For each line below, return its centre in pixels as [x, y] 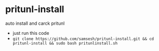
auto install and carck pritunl [35, 23]
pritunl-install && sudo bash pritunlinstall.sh [65, 43]
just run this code [31, 33]
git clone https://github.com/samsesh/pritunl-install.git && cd [83, 39]
